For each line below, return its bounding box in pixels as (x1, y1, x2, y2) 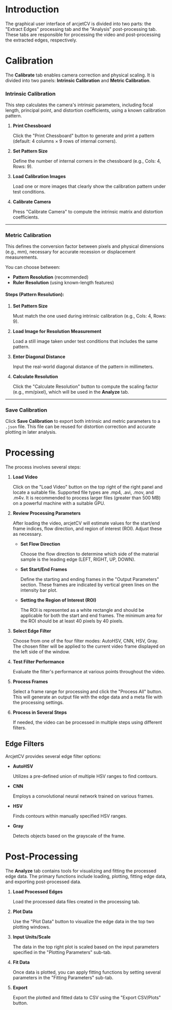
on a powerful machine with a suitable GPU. (12, 500, 105, 506)
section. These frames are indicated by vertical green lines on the (20, 581, 159, 588)
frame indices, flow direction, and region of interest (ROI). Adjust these (12, 525, 162, 532)
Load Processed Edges (12, 888, 63, 895)
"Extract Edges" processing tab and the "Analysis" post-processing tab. (5, 26, 157, 32)
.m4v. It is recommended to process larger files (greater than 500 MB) (12, 494, 161, 501)
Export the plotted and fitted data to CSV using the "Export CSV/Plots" (12, 994, 161, 1000)
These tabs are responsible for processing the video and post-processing (5, 31, 161, 37)
